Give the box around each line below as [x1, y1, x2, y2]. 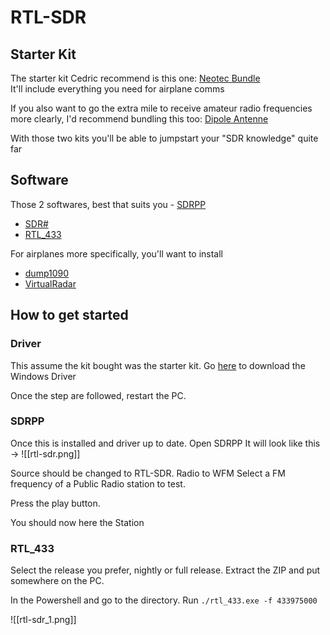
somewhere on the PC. [10, 575, 105, 587]
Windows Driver [10, 370, 77, 382]
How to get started [10, 307, 129, 324]
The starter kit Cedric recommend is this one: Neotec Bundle [10, 72, 261, 84]
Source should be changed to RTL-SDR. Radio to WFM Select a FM [10, 467, 286, 479]
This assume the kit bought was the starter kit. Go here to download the [10, 359, 306, 371]
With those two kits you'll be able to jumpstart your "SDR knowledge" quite [10, 132, 319, 144]
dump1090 [24, 267, 70, 279]
